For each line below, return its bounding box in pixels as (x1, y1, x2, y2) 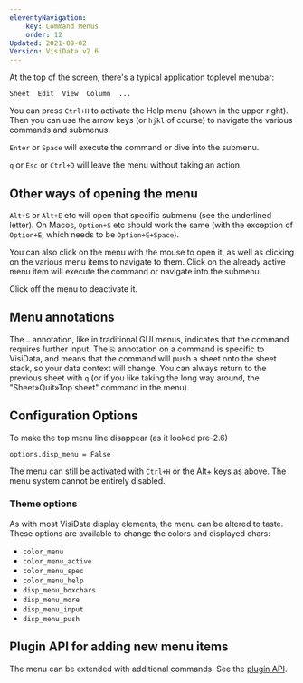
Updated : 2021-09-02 (9, 38, 88, 48)
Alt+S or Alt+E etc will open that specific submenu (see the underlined (9, 209, 272, 220)
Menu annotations (9, 310, 115, 325)
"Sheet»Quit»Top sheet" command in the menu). (9, 381, 190, 392)
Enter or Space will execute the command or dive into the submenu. (9, 142, 260, 153)
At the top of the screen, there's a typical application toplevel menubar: (9, 72, 275, 82)
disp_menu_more (22, 595, 80, 604)
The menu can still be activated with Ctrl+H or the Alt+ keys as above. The (9, 466, 287, 476)
